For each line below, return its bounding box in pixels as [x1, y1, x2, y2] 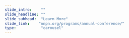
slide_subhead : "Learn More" [5, 16, 69, 21]
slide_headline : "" [5, 12, 46, 17]
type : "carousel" [5, 26, 64, 31]
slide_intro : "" [5, 7, 46, 12]
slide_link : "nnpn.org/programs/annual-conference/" [5, 21, 124, 26]
